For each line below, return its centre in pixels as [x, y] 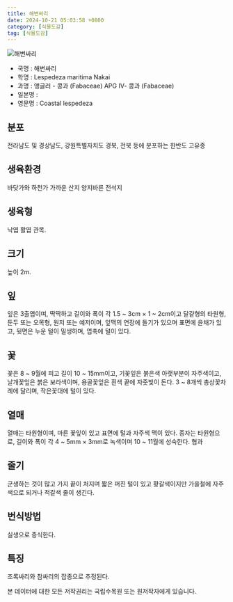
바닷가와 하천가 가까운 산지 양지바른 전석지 [65, 187]
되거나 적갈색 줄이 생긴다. [60, 492]
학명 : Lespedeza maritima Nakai [64, 77]
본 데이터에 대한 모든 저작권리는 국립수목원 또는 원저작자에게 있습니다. [102, 592]
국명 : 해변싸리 [37, 69]
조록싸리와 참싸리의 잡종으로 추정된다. [58, 577]
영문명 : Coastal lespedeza [55, 103]
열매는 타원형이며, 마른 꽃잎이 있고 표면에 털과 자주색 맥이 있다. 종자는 [102, 433]
